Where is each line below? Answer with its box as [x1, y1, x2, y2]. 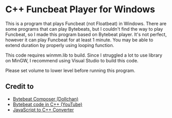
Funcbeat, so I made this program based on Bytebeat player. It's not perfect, [5, 31, 167, 37]
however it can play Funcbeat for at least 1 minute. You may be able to [5, 37, 154, 43]
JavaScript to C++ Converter [12, 106, 74, 113]
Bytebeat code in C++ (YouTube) [12, 101, 83, 107]
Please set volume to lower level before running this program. [5, 67, 136, 74]
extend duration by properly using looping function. [5, 42, 114, 48]
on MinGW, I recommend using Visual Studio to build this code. [5, 57, 139, 63]
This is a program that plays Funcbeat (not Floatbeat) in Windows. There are [5, 20, 167, 27]
